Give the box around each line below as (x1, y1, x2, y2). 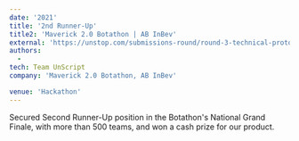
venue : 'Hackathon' (9, 87, 82, 96)
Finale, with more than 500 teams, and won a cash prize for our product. (9, 121, 275, 132)
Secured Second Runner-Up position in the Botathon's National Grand (9, 112, 266, 122)
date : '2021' (9, 12, 58, 22)
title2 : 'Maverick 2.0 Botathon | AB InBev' (9, 29, 177, 38)
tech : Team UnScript (9, 63, 86, 72)
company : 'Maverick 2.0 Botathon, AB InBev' (9, 71, 177, 80)
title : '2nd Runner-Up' (9, 21, 98, 30)
